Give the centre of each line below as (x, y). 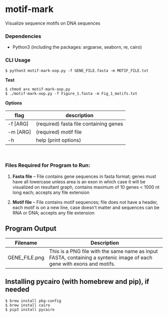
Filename (26, 243)
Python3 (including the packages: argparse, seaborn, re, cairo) (77, 47)
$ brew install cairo (28, 305)
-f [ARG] (18, 124)
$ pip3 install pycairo (30, 310)
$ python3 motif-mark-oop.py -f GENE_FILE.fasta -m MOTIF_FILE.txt (77, 71)
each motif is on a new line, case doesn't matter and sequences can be (86, 207)
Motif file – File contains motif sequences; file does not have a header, (85, 202)
